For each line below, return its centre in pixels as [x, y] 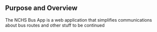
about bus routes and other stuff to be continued [55, 25]
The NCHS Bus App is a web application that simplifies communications [79, 20]
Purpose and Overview [41, 8]
